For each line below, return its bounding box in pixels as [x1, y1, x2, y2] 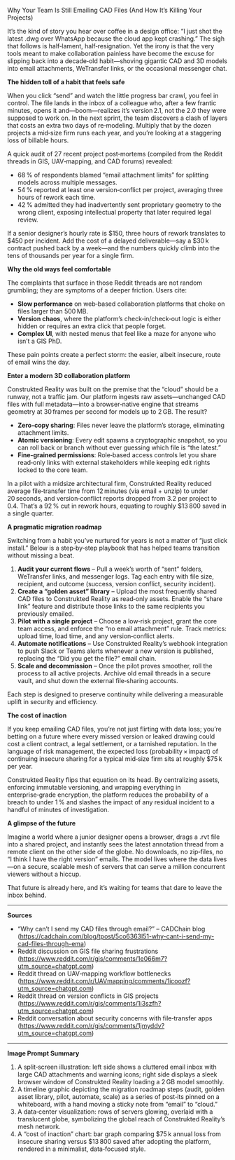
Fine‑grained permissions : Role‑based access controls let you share [17, 451, 217, 459]
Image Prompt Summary [7, 1049, 80, 1058]
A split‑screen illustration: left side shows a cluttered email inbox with [17, 1063, 217, 1071]
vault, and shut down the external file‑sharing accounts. [17, 677, 178, 684]
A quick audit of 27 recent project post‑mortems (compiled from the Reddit [7, 150, 222, 158]
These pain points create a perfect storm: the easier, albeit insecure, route [7, 351, 221, 358]
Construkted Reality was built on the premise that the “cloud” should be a [7, 385, 219, 393]
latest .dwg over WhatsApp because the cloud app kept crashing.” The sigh [7, 34, 225, 43]
